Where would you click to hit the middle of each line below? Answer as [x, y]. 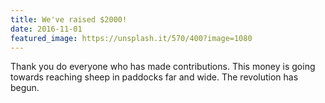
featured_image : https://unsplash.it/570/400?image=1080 [131, 38]
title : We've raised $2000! [69, 19]
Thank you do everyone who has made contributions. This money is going [163, 67]
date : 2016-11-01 [46, 29]
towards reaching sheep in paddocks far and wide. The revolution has [154, 77]
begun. [25, 88]
